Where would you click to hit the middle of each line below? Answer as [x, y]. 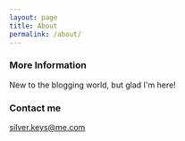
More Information [48, 65]
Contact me [35, 108]
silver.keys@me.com [47, 127]
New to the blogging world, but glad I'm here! [92, 85]
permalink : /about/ [46, 34]
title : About [34, 26]
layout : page [34, 17]
